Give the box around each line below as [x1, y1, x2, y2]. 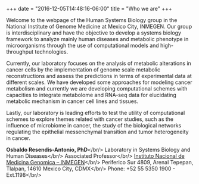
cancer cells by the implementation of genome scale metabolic [6, 66, 161, 73]
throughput [6, 48, 34, 55]
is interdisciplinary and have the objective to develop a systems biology [6, 29, 182, 36]
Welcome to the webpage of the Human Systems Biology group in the [6, 17, 178, 23]
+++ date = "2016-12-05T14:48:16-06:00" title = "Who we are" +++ [6, 5, 173, 12]
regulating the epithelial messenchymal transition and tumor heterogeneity [6, 128, 189, 135]
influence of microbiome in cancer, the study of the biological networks [6, 122, 182, 129]
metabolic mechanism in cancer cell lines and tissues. [6, 98, 139, 105]
